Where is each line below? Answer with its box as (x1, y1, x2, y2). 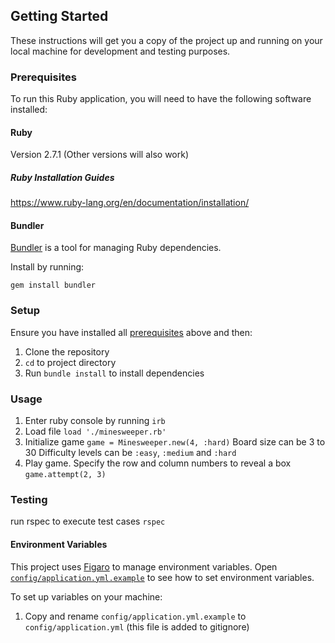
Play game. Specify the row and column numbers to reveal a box (24, 457, 292, 469)
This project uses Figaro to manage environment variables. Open (10, 560, 278, 573)
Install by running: (10, 261, 85, 273)
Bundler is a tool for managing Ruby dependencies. (10, 242, 222, 254)
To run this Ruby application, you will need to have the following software (10, 93, 312, 105)
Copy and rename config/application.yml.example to (24, 610, 247, 622)
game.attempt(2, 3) (24, 470, 107, 480)
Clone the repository (24, 345, 110, 358)
